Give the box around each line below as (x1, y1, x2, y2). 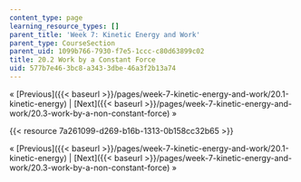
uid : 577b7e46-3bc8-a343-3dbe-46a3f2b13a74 (9, 64, 177, 73)
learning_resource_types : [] (9, 22, 120, 31)
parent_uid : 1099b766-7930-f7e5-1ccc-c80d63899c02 (9, 47, 205, 56)
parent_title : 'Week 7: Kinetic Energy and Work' (9, 30, 201, 39)
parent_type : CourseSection (9, 38, 116, 48)
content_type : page (9, 13, 83, 23)
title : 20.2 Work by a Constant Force (9, 55, 156, 64)
